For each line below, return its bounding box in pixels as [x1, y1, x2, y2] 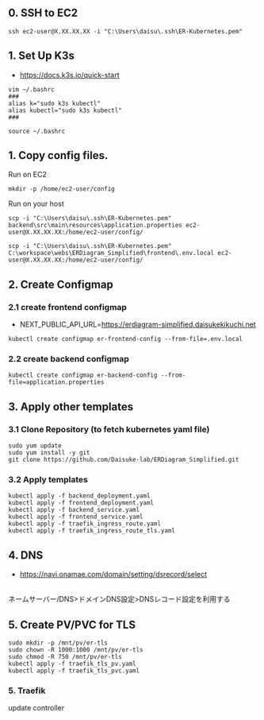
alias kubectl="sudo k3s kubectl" [8, 106, 123, 114]
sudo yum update [8, 442, 62, 450]
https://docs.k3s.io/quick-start [19, 70, 120, 79]
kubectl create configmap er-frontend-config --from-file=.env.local [8, 335, 243, 343]
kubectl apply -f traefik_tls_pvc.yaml [8, 667, 140, 675]
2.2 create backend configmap [8, 354, 129, 365]
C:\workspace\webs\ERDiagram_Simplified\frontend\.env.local [8, 250, 215, 257]
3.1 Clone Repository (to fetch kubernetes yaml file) [8, 424, 210, 435]
